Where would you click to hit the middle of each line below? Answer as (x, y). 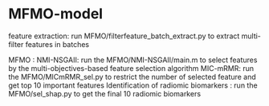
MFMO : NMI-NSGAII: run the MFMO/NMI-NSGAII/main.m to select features (133, 60)
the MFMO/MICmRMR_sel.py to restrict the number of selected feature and (132, 77)
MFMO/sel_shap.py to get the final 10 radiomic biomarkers (105, 93)
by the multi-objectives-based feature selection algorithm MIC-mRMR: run (131, 68)
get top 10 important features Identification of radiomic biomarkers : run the (133, 85)
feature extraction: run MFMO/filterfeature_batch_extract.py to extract (124, 36)
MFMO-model (55, 14)
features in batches (57, 44)
